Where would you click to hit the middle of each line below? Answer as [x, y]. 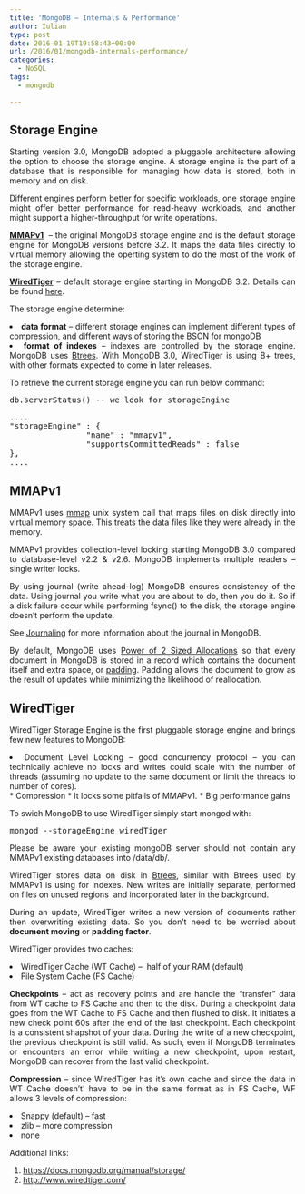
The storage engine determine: [67, 309]
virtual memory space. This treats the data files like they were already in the [152, 522]
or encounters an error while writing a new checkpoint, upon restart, [152, 1052]
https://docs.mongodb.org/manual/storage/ [104, 1170]
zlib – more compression [67, 1126]
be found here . [37, 291]
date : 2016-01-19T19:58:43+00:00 [73, 43]
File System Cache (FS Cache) [78, 976]
